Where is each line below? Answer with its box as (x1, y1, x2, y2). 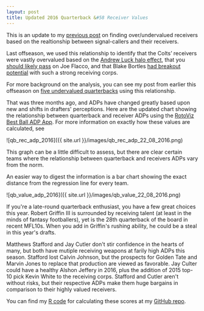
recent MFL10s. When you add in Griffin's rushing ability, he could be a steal (6, 222, 197, 230)
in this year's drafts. (6, 228, 56, 236)
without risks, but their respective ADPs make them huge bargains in (6, 279, 178, 286)
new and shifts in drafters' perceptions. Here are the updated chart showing (6, 105, 197, 112)
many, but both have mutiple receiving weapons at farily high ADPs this (6, 247, 185, 254)
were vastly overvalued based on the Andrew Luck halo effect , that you (6, 56, 186, 63)
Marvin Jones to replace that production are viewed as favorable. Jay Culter (6, 259, 197, 267)
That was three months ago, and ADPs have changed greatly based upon (6, 98, 191, 106)
